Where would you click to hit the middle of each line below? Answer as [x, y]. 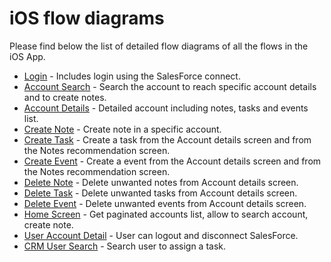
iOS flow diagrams [87, 18]
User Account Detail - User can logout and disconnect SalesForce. [161, 235]
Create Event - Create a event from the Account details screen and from [172, 161]
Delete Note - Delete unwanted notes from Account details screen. [161, 182]
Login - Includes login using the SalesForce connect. [132, 76]
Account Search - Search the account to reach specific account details [170, 86]
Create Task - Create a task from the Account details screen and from [167, 139]
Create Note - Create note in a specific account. [122, 129]
